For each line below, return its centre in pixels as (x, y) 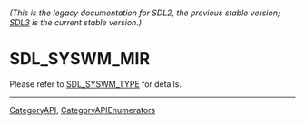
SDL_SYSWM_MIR (80, 58)
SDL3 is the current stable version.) (76, 22)
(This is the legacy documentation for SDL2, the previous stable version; (145, 13)
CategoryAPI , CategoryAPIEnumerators (83, 110)
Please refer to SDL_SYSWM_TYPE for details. (95, 84)
